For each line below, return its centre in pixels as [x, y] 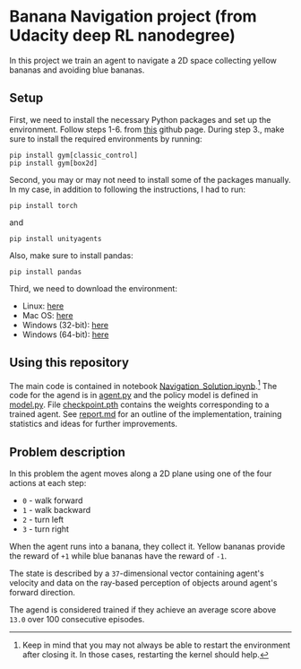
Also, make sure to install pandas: [71, 255]
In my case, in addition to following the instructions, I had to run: [128, 189]
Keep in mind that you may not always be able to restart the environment [156, 645]
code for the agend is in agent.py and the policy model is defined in [133, 395]
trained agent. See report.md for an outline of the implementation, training [146, 414]
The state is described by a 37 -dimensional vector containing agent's [137, 573]
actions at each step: [48, 483]
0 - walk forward [52, 500]
